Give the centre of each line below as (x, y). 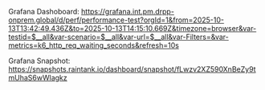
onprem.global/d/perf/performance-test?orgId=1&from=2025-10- (116, 20)
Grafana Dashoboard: (44, 12)
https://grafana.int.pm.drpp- (128, 12)
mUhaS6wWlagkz (38, 78)
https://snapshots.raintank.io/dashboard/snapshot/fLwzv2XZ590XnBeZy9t (132, 69)
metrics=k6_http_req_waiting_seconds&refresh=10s (94, 45)
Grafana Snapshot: (39, 61)
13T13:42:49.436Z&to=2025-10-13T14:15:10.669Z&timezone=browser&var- (132, 28)
